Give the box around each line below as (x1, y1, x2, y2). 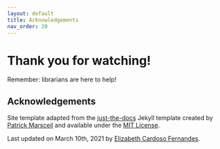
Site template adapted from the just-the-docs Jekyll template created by (7, 114, 213, 122)
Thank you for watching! (7, 52, 152, 68)
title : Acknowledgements (7, 17, 79, 23)
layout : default (7, 10, 54, 17)
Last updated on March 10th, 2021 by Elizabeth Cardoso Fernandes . (7, 135, 201, 143)
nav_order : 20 (7, 23, 48, 30)
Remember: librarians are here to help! (7, 75, 117, 83)
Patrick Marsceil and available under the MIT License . (7, 121, 161, 130)
